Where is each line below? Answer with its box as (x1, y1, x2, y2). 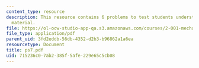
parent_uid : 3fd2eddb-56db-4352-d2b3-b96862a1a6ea (6, 36, 134, 42)
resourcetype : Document (6, 42, 65, 48)
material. (11, 20, 36, 25)
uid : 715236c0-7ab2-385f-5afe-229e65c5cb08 (6, 53, 115, 59)
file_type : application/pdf (6, 31, 76, 37)
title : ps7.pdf (6, 47, 44, 53)
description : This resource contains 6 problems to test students (6, 14, 174, 20)
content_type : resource (6, 8, 65, 15)
